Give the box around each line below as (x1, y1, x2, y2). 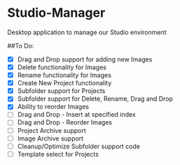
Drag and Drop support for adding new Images (17, 55, 153, 64)
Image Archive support (17, 134, 84, 143)
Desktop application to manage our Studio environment (7, 28, 167, 36)
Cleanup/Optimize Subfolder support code (17, 142, 140, 150)
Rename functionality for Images (17, 71, 112, 80)
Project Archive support (17, 126, 86, 134)
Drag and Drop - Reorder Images (17, 118, 112, 127)
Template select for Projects (17, 150, 99, 158)
